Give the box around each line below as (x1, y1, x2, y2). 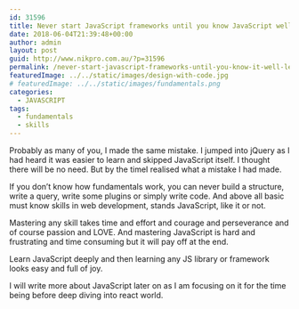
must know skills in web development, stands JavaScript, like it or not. (9, 200, 267, 210)
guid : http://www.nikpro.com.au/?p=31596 (9, 54, 166, 63)
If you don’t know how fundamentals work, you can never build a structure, (9, 182, 285, 191)
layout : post (9, 46, 58, 55)
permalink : (9, 63, 50, 72)
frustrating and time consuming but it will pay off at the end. (9, 237, 229, 247)
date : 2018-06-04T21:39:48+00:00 (9, 29, 133, 38)
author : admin (9, 37, 62, 47)
